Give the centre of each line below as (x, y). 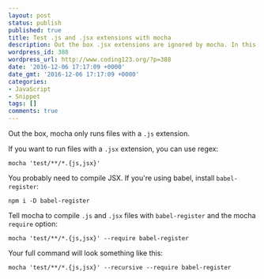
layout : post (30, 15)
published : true (35, 30)
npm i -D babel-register (49, 201)
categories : (28, 81)
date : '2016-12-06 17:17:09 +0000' (67, 67)
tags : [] (23, 104)
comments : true (33, 111)
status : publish (35, 23)
